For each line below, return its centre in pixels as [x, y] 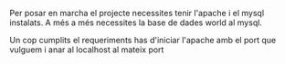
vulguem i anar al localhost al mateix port [87, 50]
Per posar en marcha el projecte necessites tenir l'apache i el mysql [137, 13]
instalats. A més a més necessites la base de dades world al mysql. [136, 23]
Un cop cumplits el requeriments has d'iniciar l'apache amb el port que [143, 40]
